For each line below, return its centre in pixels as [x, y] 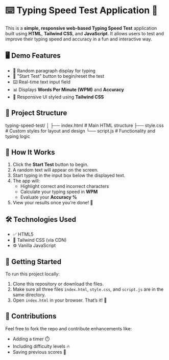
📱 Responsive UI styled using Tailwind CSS [58, 97]
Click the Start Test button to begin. [51, 164]
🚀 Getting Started [33, 261]
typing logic [18, 136]
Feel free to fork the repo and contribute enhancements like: [68, 328]
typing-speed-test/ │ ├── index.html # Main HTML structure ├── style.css [85, 125]
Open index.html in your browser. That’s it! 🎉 [60, 300]
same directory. [29, 295]
